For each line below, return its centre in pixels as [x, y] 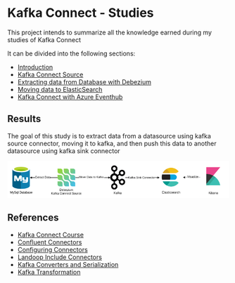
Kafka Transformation [49, 272]
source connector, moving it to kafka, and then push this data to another [112, 143]
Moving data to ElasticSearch [60, 89]
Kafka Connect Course [51, 235]
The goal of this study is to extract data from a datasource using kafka [109, 136]
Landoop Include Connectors [59, 257]
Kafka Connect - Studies [81, 13]
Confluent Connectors [50, 242]
